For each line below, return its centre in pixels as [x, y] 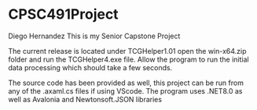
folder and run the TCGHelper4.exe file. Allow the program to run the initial [128, 59]
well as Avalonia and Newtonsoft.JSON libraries [85, 99]
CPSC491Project [64, 14]
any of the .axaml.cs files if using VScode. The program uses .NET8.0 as [125, 90]
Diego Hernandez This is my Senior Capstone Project [94, 36]
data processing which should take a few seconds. [90, 67]
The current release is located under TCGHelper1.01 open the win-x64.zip [127, 51]
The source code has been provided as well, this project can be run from [126, 83]
